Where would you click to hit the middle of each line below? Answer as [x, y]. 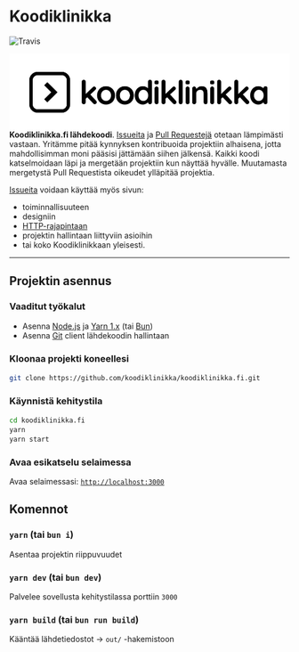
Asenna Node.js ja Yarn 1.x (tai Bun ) [88, 326]
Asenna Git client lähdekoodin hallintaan [96, 335]
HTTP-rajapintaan [55, 225]
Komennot [39, 509]
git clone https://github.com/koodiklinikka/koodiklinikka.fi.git [135, 378]
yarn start [29, 439]
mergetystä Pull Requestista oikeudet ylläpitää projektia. [112, 172]
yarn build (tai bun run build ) [74, 619]
